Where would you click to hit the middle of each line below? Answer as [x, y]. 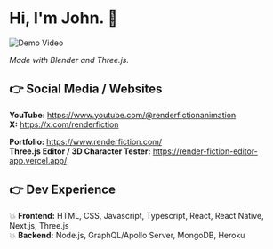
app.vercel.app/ [38, 160]
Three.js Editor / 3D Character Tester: [80, 151]
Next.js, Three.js [39, 225]
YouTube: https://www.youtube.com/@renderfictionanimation [123, 115]
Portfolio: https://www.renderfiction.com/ [86, 141]
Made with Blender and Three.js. [69, 60]
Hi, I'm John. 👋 [64, 18]
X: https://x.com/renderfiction [64, 124]
